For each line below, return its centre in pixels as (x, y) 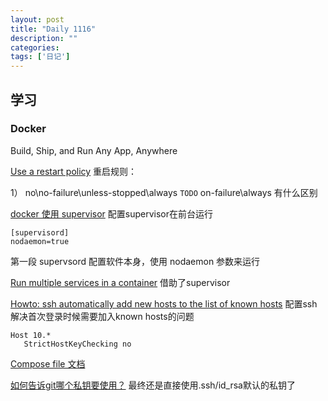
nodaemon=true (40, 241)
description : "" (44, 38)
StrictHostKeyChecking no (77, 344)
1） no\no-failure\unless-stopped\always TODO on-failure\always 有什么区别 (164, 192)
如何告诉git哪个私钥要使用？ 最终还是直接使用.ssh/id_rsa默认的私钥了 (153, 385)
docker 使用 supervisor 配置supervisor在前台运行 (112, 213)
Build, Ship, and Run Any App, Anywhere (94, 150)
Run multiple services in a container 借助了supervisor (120, 282)
